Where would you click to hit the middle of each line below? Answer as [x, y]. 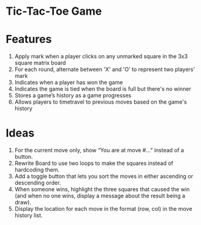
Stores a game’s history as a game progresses [73, 96]
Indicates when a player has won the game [69, 82]
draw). [23, 202]
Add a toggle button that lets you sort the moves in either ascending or [104, 177]
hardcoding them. [37, 170]
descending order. [38, 183]
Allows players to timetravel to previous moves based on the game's [101, 102]
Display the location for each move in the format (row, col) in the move [103, 209]
